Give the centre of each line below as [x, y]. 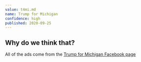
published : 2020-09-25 [28, 23]
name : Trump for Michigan [31, 14]
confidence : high [23, 18]
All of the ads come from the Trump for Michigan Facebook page [70, 54]
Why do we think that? [40, 42]
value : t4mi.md [21, 9]
